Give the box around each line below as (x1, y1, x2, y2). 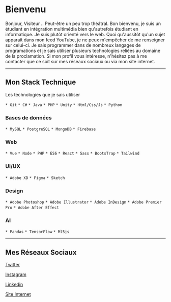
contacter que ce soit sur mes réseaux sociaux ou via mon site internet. (5, 58, 155, 64)
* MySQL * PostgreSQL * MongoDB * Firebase (5, 127, 96, 132)
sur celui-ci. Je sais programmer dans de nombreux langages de (5, 42, 141, 48)
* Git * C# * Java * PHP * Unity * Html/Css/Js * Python (5, 102, 123, 108)
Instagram (5, 271, 26, 278)
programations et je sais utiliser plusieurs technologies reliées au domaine (5, 47, 161, 54)
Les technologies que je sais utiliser (5, 91, 80, 97)
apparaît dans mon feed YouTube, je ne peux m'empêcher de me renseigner (5, 37, 165, 43)
